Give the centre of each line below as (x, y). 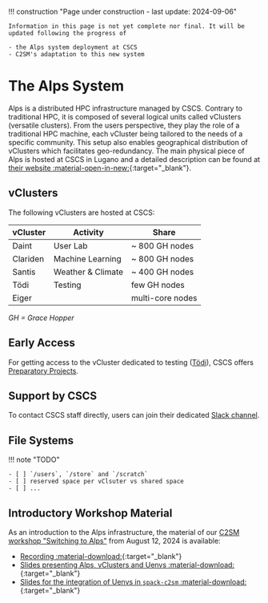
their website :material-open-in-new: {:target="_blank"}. (100, 168)
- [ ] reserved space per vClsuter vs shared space (96, 482)
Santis (24, 272)
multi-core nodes (164, 297)
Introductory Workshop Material (90, 513)
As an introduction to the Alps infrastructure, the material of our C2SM (124, 532)
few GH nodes (158, 285)
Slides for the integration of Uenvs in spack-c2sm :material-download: (133, 582)
